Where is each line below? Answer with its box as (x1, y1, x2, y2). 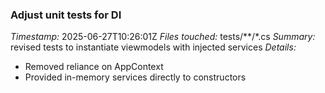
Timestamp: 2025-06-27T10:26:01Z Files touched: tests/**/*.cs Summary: (10, 31, 316, 43)
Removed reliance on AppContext (24, 61, 164, 73)
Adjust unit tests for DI (10, 8, 122, 22)
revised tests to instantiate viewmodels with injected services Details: (10, 41, 297, 53)
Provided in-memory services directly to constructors (24, 71, 247, 83)
